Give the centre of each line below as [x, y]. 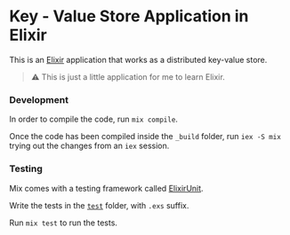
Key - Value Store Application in [129, 16]
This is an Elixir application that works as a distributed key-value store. [138, 59]
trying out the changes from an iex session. [89, 146]
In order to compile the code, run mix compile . [93, 119]
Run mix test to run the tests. [64, 223]
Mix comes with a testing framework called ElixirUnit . [106, 188]
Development [39, 99]
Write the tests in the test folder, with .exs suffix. [99, 205]
